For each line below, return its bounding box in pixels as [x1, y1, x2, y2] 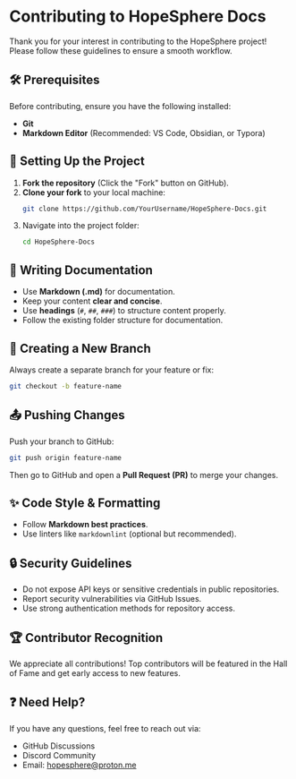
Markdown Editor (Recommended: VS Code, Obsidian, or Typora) [21, 127, 266, 138]
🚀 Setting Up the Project [9, 154, 145, 169]
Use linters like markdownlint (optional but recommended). [21, 528, 237, 539]
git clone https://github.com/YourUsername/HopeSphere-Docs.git [21, 204, 267, 213]
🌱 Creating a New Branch [9, 340, 152, 355]
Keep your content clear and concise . [21, 295, 163, 306]
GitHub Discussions [21, 740, 96, 751]
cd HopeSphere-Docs [21, 237, 96, 247]
